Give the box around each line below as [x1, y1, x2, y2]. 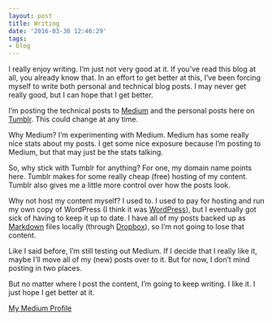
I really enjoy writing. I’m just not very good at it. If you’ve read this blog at [8, 64, 257, 74]
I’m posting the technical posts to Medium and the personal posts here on [8, 106, 255, 116]
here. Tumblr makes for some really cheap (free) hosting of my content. [8, 172, 248, 182]
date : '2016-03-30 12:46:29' [8, 27, 107, 35]
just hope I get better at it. [8, 288, 95, 297]
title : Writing [8, 19, 60, 28]
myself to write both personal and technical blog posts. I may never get [8, 82, 247, 92]
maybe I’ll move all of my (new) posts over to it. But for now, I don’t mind [8, 255, 250, 264]
